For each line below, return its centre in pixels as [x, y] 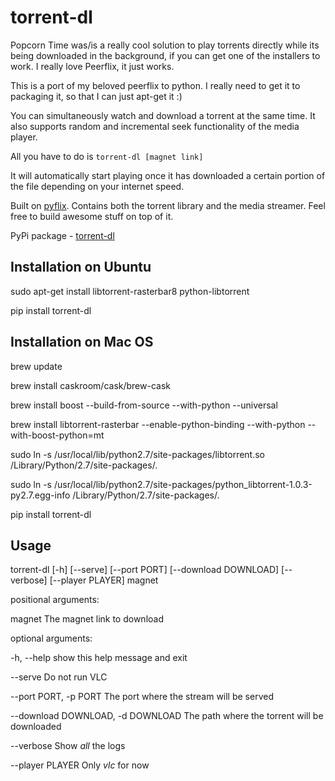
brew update [36, 366]
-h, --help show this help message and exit [99, 658]
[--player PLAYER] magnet [104, 580]
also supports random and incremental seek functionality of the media [155, 126]
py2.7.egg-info [40, 495]
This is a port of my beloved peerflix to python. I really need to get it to [155, 85]
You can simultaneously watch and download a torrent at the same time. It [163, 115]
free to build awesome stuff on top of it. [92, 216]
